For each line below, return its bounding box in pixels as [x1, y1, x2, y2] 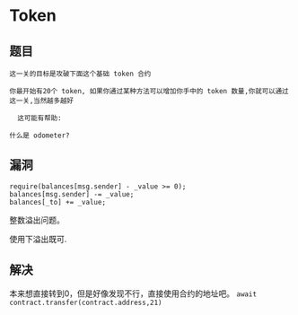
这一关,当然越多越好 [9, 96, 74, 105]
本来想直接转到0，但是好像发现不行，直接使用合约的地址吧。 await [9, 288, 258, 299]
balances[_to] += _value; [9, 197, 106, 206]
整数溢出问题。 [9, 214, 65, 225]
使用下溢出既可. [9, 233, 67, 244]
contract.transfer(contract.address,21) [9, 298, 163, 307]
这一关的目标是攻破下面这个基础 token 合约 [9, 69, 152, 78]
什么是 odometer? [9, 131, 70, 140]
